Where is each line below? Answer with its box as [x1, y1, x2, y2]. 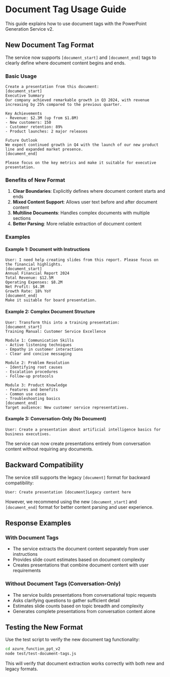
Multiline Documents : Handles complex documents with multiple [12, 210, 150, 216]
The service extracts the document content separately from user [12, 546, 149, 552]
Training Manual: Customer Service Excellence [5, 329, 106, 334]
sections [12, 215, 31, 221]
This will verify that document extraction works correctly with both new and [5, 661, 164, 667]
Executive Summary [5, 93, 44, 98]
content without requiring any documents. [5, 446, 93, 452]
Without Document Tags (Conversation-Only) [5, 580, 121, 588]
